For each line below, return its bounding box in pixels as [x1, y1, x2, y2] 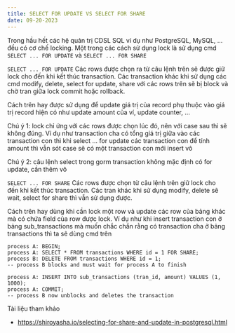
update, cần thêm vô [7, 165, 67, 173]
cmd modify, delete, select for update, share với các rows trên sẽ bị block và [7, 79, 229, 88]
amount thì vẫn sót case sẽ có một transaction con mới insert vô [7, 144, 193, 152]
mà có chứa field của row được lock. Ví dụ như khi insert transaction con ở [7, 215, 222, 223]
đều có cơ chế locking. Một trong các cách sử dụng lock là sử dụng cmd [7, 43, 217, 52]
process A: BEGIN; [7, 243, 61, 250]
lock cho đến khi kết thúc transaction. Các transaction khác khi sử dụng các [7, 72, 227, 81]
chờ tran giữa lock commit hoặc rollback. [7, 87, 126, 95]
